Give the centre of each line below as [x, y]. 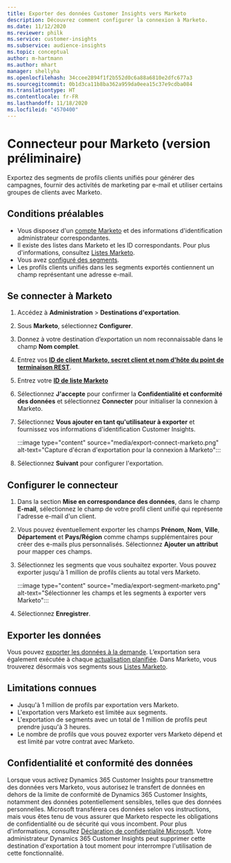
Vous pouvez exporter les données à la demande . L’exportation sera [104, 651]
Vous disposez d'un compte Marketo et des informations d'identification [120, 230]
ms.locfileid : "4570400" [43, 110]
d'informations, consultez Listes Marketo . [76, 252]
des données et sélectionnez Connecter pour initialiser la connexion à [118, 401]
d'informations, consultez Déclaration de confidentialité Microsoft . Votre [110, 831]
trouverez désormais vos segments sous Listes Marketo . [87, 667]
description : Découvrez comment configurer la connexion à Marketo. [108, 20]
